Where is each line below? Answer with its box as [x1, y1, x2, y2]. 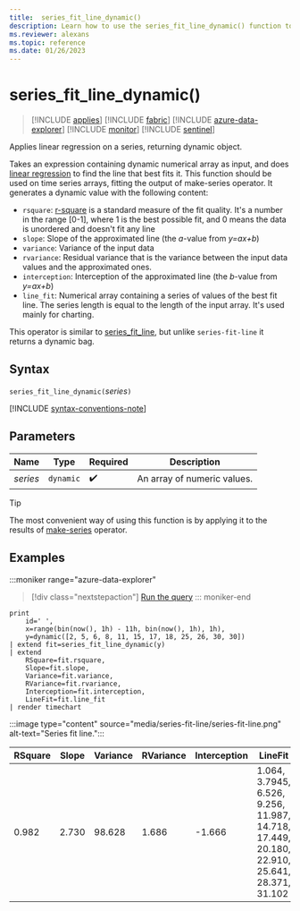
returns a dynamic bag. [9, 336, 96, 347]
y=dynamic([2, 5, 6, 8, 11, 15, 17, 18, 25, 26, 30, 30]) [25, 632, 246, 641]
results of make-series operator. [9, 524, 128, 535]
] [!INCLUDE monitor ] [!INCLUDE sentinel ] [62, 124, 216, 135]
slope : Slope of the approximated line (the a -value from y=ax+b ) [21, 234, 260, 244]
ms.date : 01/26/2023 [9, 47, 87, 55]
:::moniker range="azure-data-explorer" [9, 574, 156, 584]
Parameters [9, 429, 76, 444]
